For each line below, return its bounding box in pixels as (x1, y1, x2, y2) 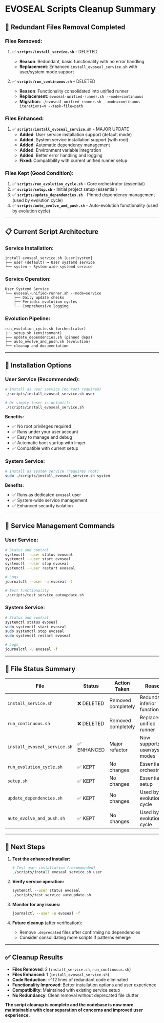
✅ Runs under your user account (12, 429, 78, 434)
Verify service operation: (12, 879, 64, 885)
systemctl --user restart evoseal (5, 566, 76, 571)
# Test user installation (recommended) (12, 865, 96, 870)
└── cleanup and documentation (5, 343, 69, 348)
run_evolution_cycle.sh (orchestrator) (5, 326, 86, 331)
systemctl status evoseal (5, 620, 58, 625)
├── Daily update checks (14, 295, 64, 300)
